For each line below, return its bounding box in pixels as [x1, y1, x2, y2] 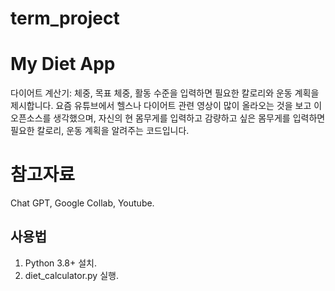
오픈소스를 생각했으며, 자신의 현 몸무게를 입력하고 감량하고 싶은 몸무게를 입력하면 [10, 112, 326, 124]
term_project [10, 7, 120, 30]
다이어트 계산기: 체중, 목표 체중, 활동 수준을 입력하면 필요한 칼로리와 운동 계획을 [10, 87, 320, 99]
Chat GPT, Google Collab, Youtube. [10, 197, 155, 209]
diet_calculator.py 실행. [24, 269, 119, 281]
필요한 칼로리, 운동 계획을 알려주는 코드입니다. [10, 125, 190, 137]
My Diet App [10, 53, 116, 76]
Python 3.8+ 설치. [24, 257, 97, 269]
